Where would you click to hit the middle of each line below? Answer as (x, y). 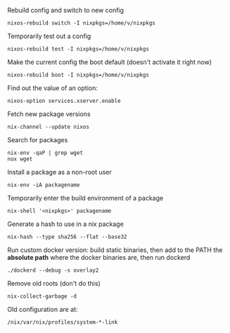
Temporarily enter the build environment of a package (85, 198)
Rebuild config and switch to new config (66, 10)
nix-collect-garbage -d (42, 296)
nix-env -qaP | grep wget (45, 153)
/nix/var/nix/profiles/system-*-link (63, 322)
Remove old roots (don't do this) (54, 283)
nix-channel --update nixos (49, 127)
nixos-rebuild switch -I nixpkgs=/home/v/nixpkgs (82, 23)
